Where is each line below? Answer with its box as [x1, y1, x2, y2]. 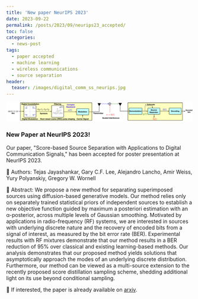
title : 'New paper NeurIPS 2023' [6, 10, 89, 15]
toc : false [6, 29, 33, 34]
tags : [6, 48, 20, 53]
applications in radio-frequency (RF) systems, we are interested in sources [6, 218, 189, 225]
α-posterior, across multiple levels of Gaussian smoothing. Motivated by [6, 211, 182, 218]
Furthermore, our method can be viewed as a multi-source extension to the [6, 262, 190, 269]
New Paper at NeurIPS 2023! [6, 131, 91, 139]
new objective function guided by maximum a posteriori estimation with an [6, 205, 189, 212]
